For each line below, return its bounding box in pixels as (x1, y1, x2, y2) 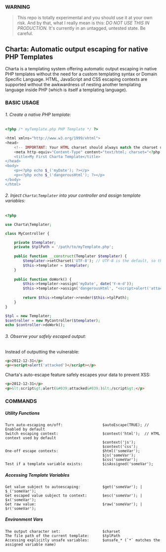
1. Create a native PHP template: (5, 111, 72, 117)
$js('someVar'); (102, 452, 136, 458)
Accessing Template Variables (5, 472, 70, 478)
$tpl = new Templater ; (5, 313, 52, 318)
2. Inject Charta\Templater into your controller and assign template (5, 192, 141, 199)
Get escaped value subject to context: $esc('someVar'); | (5, 493, 142, 498)
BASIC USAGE (5, 99, 40, 106)
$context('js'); (102, 440, 136, 444)
